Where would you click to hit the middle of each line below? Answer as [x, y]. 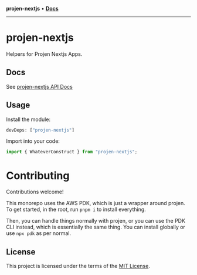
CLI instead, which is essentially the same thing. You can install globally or [96, 227]
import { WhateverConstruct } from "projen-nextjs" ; [72, 152]
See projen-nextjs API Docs [40, 86]
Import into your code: [33, 141]
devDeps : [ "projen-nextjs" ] [40, 130]
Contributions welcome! [35, 192]
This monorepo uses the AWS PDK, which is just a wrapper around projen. [96, 203]
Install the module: [28, 119]
